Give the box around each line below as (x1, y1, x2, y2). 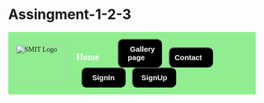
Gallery (129, 44, 156, 53)
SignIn (91, 72, 115, 82)
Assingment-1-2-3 (8, 6, 132, 24)
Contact (174, 53, 203, 62)
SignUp (141, 72, 167, 82)
